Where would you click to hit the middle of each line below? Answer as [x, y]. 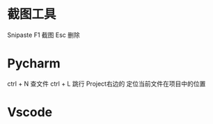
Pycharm [34, 64]
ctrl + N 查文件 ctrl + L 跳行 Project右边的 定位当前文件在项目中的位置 [106, 84]
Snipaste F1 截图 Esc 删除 [44, 35]
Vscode [30, 113]
